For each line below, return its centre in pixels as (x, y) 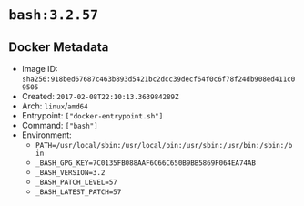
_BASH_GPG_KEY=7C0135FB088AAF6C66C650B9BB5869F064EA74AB (146, 163)
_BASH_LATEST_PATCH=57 (78, 192)
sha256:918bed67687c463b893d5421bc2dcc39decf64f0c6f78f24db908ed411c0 (158, 79)
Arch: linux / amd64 (55, 106)
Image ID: (40, 69)
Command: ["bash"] (60, 125)
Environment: (46, 135)
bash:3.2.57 (54, 15)
